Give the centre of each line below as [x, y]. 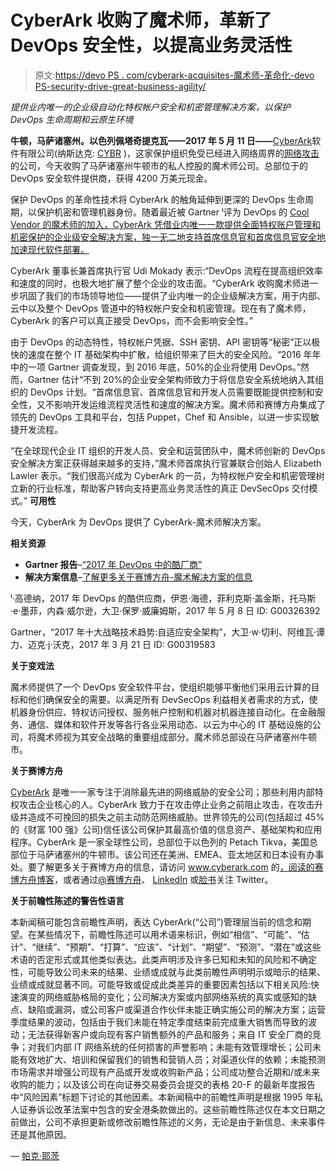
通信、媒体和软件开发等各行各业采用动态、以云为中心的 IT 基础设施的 [170, 724]
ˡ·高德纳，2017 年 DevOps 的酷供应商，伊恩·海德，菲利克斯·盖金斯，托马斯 [163, 598]
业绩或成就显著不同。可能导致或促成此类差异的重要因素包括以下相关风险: [161, 984]
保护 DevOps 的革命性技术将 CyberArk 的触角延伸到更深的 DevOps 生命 [158, 199]
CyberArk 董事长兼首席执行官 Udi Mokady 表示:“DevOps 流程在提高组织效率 [166, 270]
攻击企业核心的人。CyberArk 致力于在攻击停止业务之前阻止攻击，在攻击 [166, 804]
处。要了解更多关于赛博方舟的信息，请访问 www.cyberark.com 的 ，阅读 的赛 [167, 867]
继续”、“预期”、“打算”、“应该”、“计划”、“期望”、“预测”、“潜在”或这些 [178, 947]
